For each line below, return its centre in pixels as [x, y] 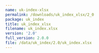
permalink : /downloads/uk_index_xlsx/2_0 [50, 15]
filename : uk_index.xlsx [31, 29]
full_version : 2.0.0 [27, 38]
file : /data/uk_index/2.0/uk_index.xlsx [49, 43]
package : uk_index [25, 19]
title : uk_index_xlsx [28, 24]
